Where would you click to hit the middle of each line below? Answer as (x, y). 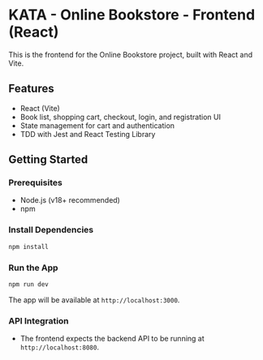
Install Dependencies (51, 230)
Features (31, 89)
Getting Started (48, 160)
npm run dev (28, 284)
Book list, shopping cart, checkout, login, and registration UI (121, 117)
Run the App (33, 268)
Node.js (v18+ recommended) (70, 200)
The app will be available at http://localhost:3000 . (94, 300)
